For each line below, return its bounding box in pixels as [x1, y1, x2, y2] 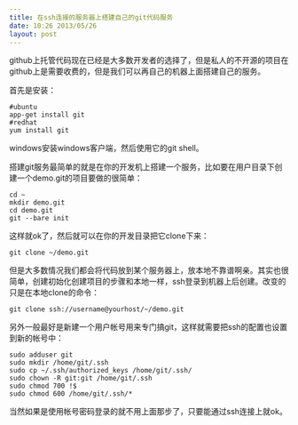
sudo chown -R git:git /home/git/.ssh [9, 374, 153, 383]
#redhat [9, 118, 38, 127]
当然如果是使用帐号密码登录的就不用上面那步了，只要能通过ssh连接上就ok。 [9, 406, 288, 417]
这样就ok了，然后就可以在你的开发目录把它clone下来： [9, 230, 210, 241]
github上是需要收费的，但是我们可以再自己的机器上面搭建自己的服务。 [9, 66, 266, 76]
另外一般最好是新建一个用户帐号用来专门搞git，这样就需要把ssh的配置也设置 [9, 322, 288, 333]
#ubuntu [9, 103, 38, 112]
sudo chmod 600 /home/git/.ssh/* [9, 389, 133, 398]
